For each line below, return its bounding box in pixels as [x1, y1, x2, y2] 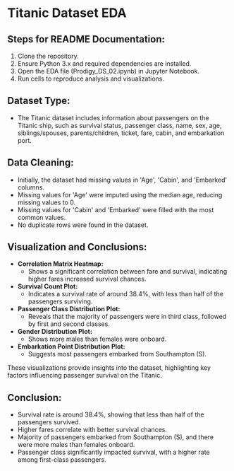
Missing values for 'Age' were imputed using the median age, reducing [17, 190, 223, 199]
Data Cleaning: [7, 157, 74, 169]
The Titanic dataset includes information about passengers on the [17, 113, 209, 122]
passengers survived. [17, 418, 81, 426]
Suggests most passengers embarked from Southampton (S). [27, 350, 207, 359]
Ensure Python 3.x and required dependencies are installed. [17, 59, 192, 68]
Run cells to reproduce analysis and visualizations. [17, 74, 164, 83]
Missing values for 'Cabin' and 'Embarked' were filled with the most [17, 205, 214, 214]
